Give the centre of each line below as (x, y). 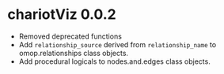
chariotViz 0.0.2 (62, 15)
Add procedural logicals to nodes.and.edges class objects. (114, 61)
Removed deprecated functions (70, 36)
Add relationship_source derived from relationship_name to (118, 44)
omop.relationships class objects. (73, 53)
